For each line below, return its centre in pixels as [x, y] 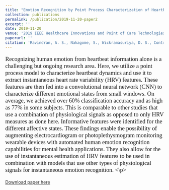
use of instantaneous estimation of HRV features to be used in [77, 156]
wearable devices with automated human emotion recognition [77, 142]
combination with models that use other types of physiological [78, 163]
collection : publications [32, 15]
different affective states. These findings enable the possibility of [81, 128]
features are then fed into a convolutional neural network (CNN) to [84, 87]
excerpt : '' [18, 24]
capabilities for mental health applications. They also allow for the [83, 149]
